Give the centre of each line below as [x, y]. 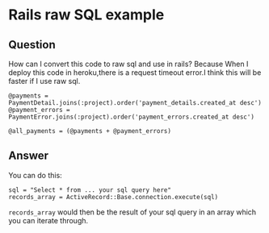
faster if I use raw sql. [44, 81]
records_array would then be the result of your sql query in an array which [132, 212]
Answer [29, 156]
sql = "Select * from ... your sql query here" [90, 190]
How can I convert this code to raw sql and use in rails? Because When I [128, 64]
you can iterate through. [48, 220]
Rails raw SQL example [86, 15]
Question [32, 45]
